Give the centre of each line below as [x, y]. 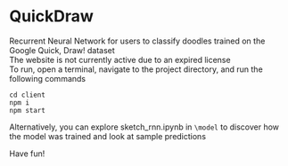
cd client [28, 95]
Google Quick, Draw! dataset [62, 50]
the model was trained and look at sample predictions [108, 136]
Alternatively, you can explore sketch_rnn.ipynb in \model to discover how [144, 127]
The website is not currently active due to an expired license [120, 59]
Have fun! [27, 154]
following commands [48, 78]
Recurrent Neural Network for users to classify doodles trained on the [137, 41]
